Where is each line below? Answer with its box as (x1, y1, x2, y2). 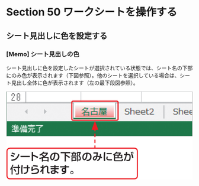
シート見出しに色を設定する (6, 31, 108, 41)
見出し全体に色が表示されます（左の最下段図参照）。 (11, 79, 139, 86)
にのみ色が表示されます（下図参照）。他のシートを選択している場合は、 (6, 71, 180, 79)
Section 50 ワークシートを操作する (6, 5, 178, 19)
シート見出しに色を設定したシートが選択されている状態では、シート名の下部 (6, 64, 193, 71)
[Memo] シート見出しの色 (6, 50, 80, 58)
